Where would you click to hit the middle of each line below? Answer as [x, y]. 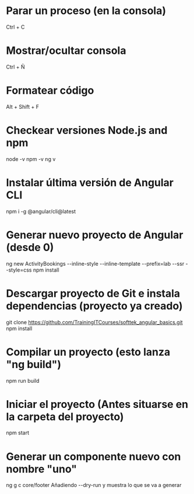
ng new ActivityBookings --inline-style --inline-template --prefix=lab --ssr [95, 263]
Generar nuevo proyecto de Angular [95, 235]
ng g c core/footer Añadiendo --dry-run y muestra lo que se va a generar [94, 485]
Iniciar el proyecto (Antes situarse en [97, 404]
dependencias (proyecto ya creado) [94, 306]
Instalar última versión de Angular [90, 182]
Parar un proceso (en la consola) [86, 11]
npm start [18, 433]
